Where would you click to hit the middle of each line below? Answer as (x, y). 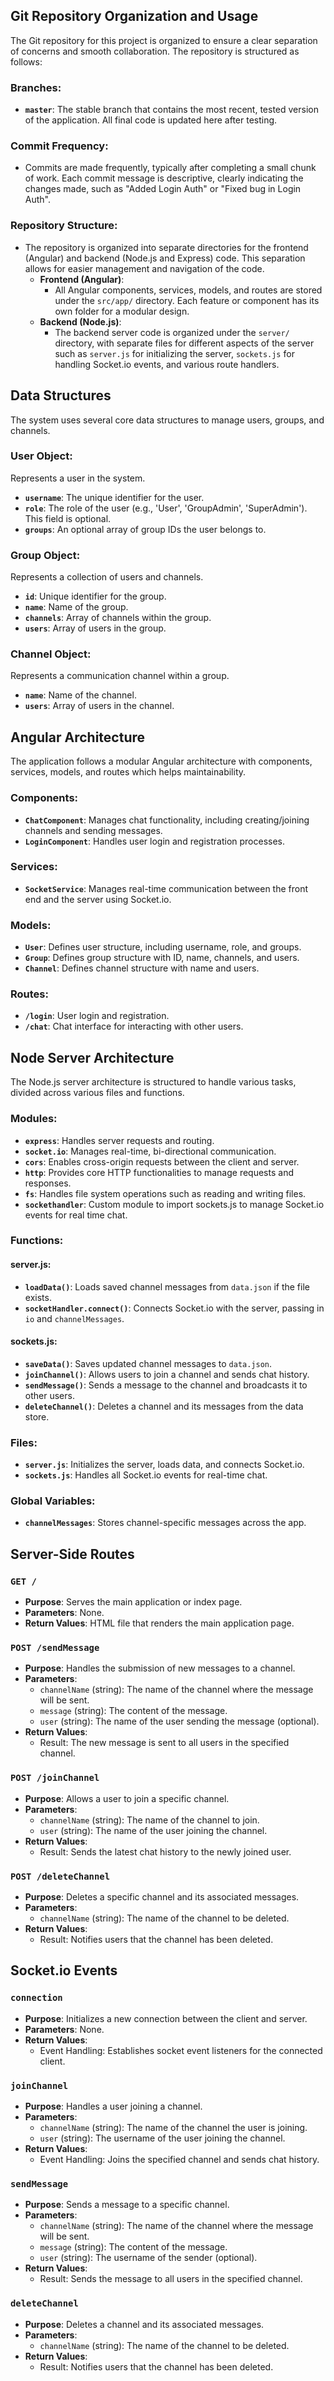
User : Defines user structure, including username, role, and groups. (163, 947)
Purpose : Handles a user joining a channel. (113, 2106)
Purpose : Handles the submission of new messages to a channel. (160, 1668)
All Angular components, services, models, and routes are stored (188, 290)
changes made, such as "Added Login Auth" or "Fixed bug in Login (163, 189)
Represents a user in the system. (78, 478)
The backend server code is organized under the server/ (172, 332)
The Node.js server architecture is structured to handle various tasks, (153, 1082)
